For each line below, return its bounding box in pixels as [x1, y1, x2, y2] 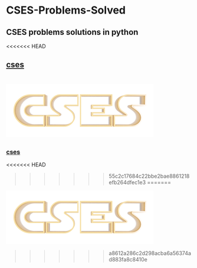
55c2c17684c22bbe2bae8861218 [109, 172, 190, 179]
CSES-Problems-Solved [6, 4, 126, 17]
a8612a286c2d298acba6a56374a [109, 249, 192, 257]
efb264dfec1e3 [109, 178, 146, 186]
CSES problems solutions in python [6, 27, 139, 37]
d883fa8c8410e [109, 256, 147, 263]
